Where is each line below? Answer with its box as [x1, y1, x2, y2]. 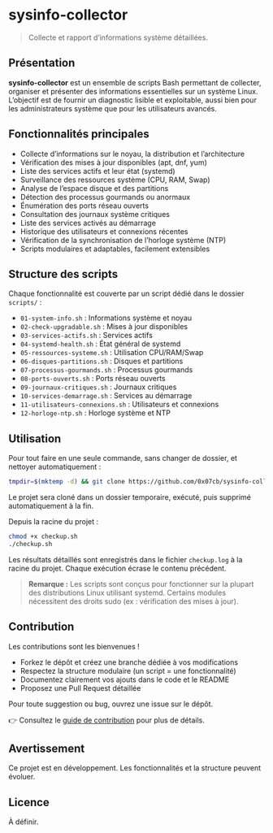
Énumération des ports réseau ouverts [19, 201, 149, 210]
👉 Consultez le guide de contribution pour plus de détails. [8, 715, 205, 725]
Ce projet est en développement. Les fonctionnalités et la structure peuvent [8, 763, 262, 773]
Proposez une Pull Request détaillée [19, 683, 141, 692]
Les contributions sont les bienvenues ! [8, 641, 140, 651]
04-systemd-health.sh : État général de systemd [19, 339, 181, 349]
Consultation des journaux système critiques [19, 209, 171, 219]
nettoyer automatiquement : [8, 462, 102, 472]
